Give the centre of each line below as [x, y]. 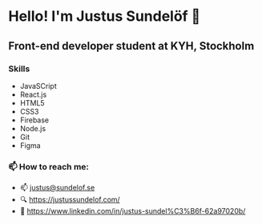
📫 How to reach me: [49, 166]
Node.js [33, 128]
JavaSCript [38, 86]
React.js [33, 94]
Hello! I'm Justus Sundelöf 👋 [105, 16]
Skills [19, 69]
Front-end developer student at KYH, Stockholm [131, 46]
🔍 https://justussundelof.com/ [70, 200]
